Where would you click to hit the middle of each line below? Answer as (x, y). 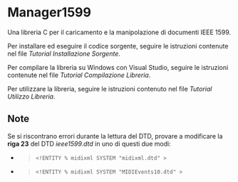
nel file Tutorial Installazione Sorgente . (64, 54)
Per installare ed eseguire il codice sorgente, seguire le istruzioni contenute (118, 46)
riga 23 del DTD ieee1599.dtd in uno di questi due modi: (89, 143)
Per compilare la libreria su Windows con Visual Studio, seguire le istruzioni (118, 67)
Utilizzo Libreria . (31, 96)
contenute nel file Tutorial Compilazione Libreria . (79, 75)
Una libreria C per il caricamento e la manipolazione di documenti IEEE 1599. (119, 32)
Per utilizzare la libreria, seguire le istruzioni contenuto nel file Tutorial (110, 89)
